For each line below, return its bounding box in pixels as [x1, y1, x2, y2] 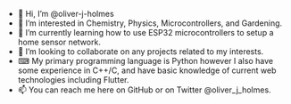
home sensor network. [17, 36, 101, 47]
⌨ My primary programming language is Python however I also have [17, 56, 274, 66]
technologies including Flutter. [17, 75, 129, 84]
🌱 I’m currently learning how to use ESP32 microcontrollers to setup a [17, 28, 274, 37]
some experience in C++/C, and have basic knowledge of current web [17, 65, 277, 76]
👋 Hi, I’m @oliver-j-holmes [17, 9, 114, 19]
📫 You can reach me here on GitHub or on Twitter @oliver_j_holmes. [17, 84, 271, 95]
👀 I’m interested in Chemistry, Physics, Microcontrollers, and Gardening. [17, 18, 283, 28]
